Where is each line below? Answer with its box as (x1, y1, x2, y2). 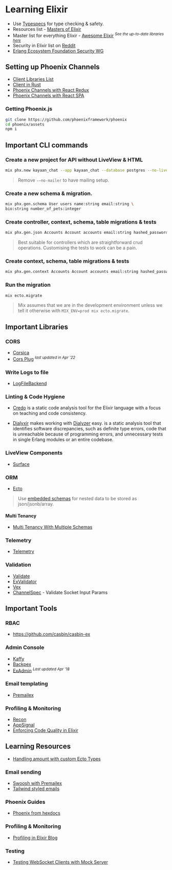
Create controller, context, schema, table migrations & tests (5, 218, 157, 225)
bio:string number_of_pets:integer (5, 206, 81, 211)
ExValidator (12, 578, 37, 584)
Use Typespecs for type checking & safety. (12, 21, 104, 27)
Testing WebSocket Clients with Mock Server (12, 859, 109, 865)
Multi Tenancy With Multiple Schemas (12, 524, 93, 530)
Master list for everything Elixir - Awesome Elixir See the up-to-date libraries (12, 31, 164, 38)
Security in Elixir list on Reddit (12, 42, 76, 48)
